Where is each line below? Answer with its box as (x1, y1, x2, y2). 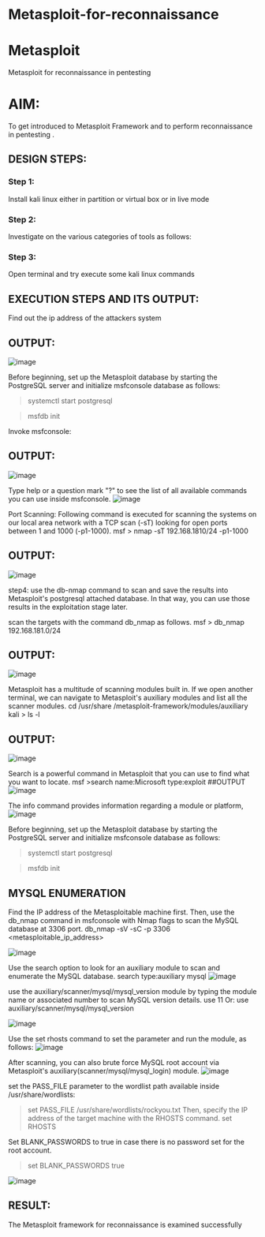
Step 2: (8, 214, 37, 225)
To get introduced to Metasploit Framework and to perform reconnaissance (8, 121, 253, 131)
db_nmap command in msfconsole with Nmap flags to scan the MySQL (8, 916, 239, 925)
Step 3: (8, 251, 37, 262)
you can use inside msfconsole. (8, 494, 111, 503)
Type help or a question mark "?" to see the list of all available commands (8, 485, 247, 495)
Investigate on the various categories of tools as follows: (8, 232, 192, 241)
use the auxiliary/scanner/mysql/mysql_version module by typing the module (8, 987, 257, 996)
